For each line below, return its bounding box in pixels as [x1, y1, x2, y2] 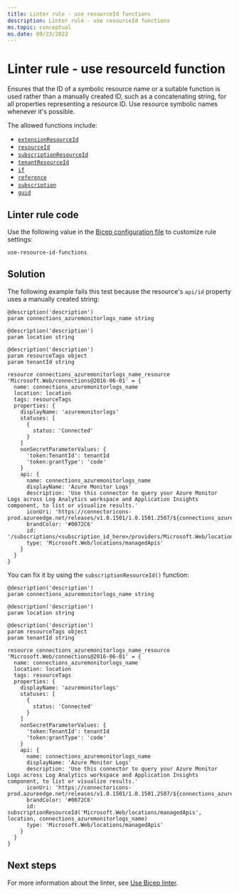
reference [17, 174, 48, 182]
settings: [7, 235, 33, 243]
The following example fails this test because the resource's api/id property [7, 287, 231, 296]
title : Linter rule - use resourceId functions [7, 10, 152, 18]
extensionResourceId [17, 136, 79, 143]
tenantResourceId [17, 159, 70, 166]
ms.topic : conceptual [7, 24, 72, 31]
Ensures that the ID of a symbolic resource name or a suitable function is [7, 85, 221, 93]
